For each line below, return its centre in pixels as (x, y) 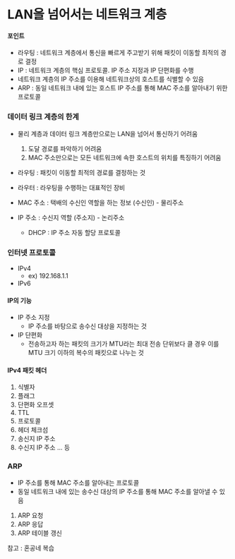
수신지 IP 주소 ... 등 (44, 447)
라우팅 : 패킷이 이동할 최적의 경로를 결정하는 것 (82, 172)
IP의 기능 (19, 300)
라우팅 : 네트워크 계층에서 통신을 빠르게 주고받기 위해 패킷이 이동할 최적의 (118, 53)
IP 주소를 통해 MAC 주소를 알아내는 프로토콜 (78, 482)
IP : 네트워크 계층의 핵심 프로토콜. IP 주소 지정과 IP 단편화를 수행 (106, 71)
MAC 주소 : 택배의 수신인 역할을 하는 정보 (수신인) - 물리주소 (101, 203)
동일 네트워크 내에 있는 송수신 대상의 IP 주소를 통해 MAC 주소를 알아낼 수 (117, 491)
